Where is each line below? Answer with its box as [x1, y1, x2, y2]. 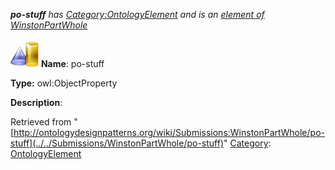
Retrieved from [10, 116, 72, 128]
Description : [10, 97, 63, 108]
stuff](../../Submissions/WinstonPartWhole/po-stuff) [10, 137, 225, 149]
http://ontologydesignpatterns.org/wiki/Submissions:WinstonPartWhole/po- [13, 127, 325, 138]
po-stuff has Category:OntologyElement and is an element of [10, 9, 265, 20]
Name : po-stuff [40, 58, 105, 69]
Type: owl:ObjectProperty [10, 77, 118, 89]
